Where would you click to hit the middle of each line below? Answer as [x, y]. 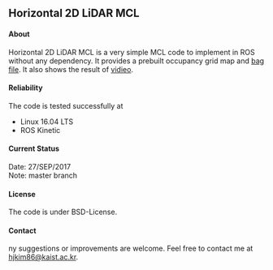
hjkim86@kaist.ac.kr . [43, 257]
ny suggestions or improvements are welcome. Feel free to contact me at [131, 249]
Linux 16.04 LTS [47, 122]
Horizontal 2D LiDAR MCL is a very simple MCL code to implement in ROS [132, 52]
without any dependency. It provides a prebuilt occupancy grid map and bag [136, 61]
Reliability [26, 88]
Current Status [34, 148]
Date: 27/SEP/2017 [40, 167]
